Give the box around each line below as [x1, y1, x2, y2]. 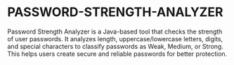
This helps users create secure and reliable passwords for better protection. [7, 50, 228, 58]
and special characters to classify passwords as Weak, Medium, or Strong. [7, 42, 223, 50]
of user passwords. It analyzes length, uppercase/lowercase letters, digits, [7, 34, 223, 43]
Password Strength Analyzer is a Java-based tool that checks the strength [7, 27, 223, 36]
